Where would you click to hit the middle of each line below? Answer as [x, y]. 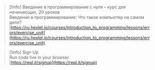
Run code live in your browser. [40, 57]
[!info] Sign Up [24, 52]
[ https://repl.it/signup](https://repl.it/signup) [53, 63]
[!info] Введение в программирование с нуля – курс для [67, 7]
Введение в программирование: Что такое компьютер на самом [77, 17]
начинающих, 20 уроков [34, 12]
